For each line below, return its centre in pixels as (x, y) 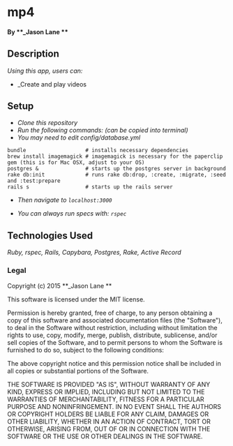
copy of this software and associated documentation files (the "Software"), (115, 320)
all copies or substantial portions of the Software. (78, 371)
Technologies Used (50, 236)
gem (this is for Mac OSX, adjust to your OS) (76, 163)
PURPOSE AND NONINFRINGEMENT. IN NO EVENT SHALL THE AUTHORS (114, 406)
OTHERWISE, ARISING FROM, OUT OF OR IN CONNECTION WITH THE (109, 429)
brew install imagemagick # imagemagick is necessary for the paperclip (115, 157)
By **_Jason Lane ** (38, 31)
